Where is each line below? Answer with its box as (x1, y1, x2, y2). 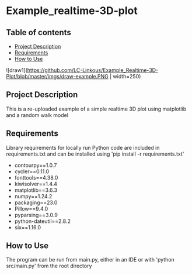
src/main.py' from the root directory (6, 262, 92, 270)
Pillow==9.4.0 (14, 205, 48, 212)
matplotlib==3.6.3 (14, 186, 57, 194)
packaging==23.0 (14, 199, 58, 206)
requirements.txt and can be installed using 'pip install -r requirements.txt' (6, 150, 184, 157)
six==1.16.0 (14, 224, 41, 231)
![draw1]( (6, 67, 28, 74)
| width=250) (110, 73, 141, 80)
